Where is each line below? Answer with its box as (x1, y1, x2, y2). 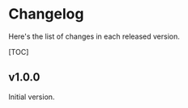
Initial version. (8, 92, 55, 102)
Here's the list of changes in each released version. (8, 31, 181, 41)
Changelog (8, 5, 84, 23)
